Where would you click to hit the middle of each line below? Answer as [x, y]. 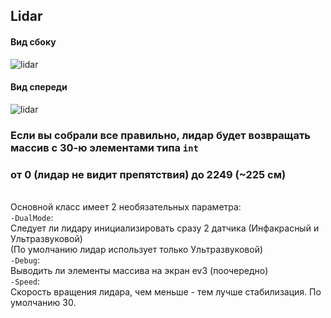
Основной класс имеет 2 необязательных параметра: [126, 207]
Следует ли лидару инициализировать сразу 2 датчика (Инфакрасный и [165, 228]
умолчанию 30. [43, 303]
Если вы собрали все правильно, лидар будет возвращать [161, 135]
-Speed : [25, 281]
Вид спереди [39, 87]
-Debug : [25, 260]
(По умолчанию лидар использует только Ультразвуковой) [137, 250]
